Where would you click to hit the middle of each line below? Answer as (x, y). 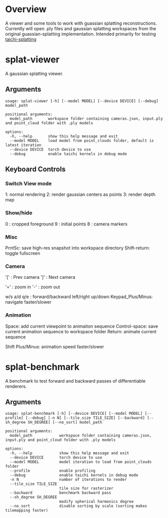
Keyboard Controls (35, 169)
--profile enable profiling (53, 471)
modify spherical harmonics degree (97, 502)
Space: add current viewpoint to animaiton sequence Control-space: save (82, 326)
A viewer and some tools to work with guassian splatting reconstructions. (81, 23)
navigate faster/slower (28, 302)
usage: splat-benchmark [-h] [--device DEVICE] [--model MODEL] (74, 414)
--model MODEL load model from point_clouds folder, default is (82, 140)
